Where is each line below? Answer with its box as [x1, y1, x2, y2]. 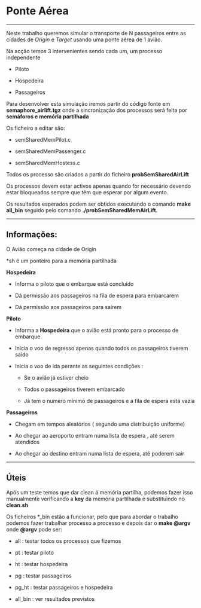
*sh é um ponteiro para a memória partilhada [6, 257, 117, 264]
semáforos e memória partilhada [6, 112, 89, 120]
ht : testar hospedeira [14, 560, 68, 567]
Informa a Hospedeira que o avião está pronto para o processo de [14, 326, 179, 334]
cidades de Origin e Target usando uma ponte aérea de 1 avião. [6, 36, 163, 43]
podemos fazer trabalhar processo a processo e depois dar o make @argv [6, 519, 191, 527]
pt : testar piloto [14, 549, 54, 556]
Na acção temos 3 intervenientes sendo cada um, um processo [6, 47, 163, 54]
